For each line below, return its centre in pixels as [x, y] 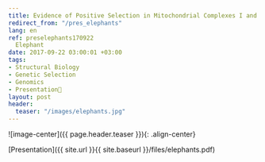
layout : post [30, 97]
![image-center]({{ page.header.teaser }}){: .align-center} [102, 134]
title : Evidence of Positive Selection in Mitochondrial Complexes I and [133, 15]
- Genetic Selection [42, 75]
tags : [17, 60]
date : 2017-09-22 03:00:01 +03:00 [65, 52]
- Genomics [26, 82]
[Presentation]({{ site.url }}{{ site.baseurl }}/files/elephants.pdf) [112, 149]
